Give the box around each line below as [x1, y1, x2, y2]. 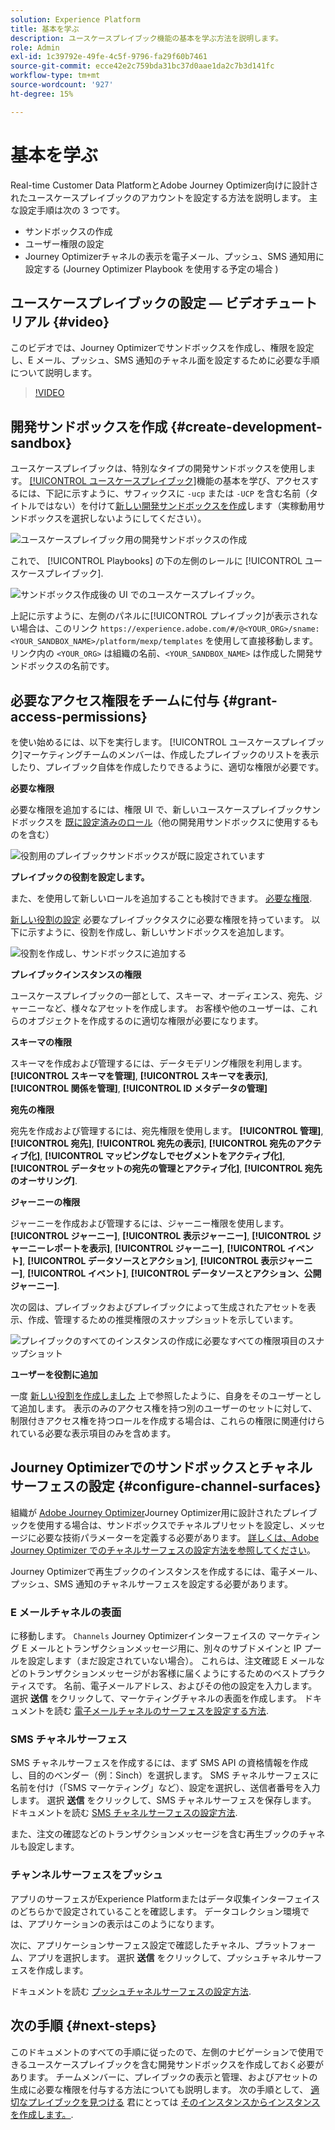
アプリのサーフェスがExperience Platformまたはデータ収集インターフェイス [10, 1892, 321, 1905]
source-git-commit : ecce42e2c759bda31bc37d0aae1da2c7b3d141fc [10, 61, 275, 71]
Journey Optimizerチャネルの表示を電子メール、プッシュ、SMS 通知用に [24, 250, 325, 262]
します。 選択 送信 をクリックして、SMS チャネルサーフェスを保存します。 [10, 1794, 317, 1806]
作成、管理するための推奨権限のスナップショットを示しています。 [27, 1314, 299, 1325]
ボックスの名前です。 [27, 660, 115, 672]
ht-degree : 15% [10, 89, 74, 99]
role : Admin [10, 42, 60, 53]
